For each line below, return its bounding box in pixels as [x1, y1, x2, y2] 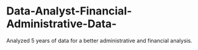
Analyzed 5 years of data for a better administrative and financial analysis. [6, 37, 193, 44]
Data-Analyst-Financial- [6, 4, 132, 18]
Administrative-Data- [6, 17, 117, 31]
